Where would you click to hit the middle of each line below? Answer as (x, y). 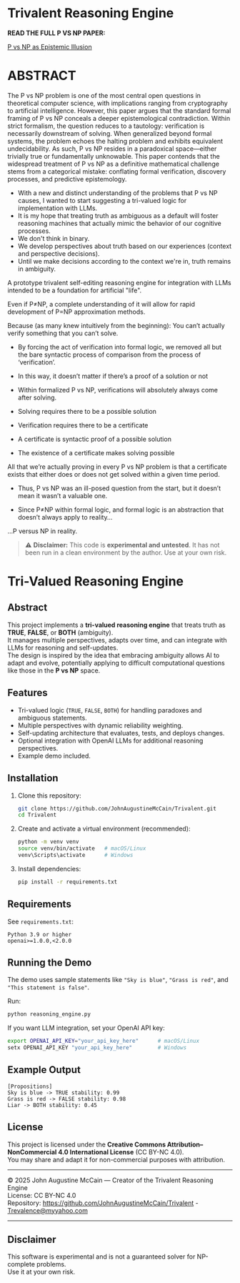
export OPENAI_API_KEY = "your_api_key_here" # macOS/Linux (104, 1041)
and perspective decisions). (59, 253)
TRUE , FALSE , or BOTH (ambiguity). (60, 632)
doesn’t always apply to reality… (65, 517)
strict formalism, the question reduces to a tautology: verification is (106, 126)
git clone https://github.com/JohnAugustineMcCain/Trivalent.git (117, 808)
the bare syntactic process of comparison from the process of (109, 355)
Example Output (44, 1070)
